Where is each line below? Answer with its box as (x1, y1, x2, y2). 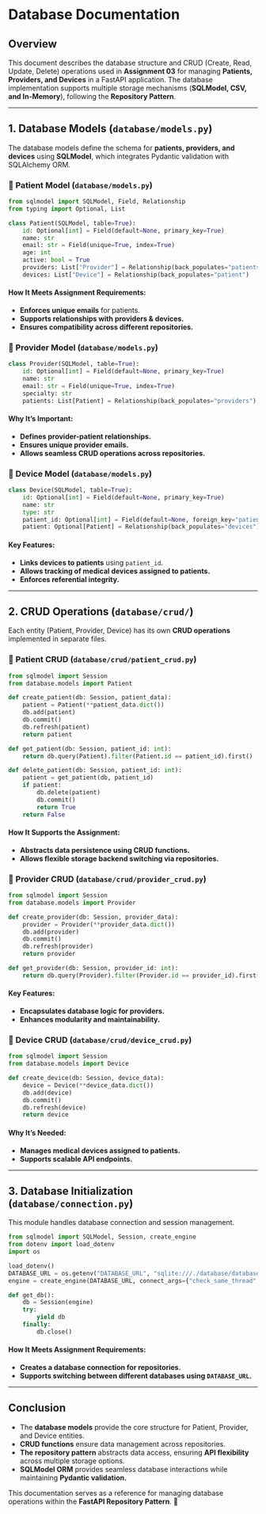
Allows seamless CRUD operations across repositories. (19, 448, 206, 458)
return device (22, 1111, 69, 1119)
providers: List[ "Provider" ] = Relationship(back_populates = (22, 264, 228, 272)
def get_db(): (8, 1291, 55, 1299)
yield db (36, 1313, 66, 1322)
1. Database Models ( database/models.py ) (8, 122, 213, 135)
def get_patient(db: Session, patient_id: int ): (8, 744, 172, 753)
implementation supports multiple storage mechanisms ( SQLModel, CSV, (8, 83, 247, 93)
